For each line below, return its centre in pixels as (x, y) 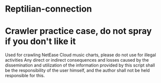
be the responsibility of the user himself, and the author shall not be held (78, 70)
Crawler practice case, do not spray (78, 31)
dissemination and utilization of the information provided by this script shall (80, 65)
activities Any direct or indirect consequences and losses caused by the (77, 60)
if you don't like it (40, 41)
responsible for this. (25, 76)
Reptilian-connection (48, 9)
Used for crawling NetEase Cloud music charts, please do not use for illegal (80, 55)
